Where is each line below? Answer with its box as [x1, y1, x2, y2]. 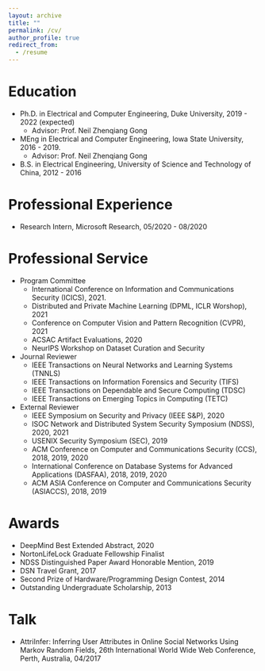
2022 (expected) [19, 117, 75, 127]
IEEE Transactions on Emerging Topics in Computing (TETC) [31, 393, 229, 403]
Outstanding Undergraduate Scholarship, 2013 [19, 582, 172, 592]
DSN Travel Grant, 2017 [19, 566, 97, 575]
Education [8, 82, 77, 101]
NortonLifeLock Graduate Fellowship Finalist [19, 549, 165, 558]
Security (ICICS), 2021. [31, 293, 107, 302]
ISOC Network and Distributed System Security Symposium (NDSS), [31, 419, 255, 428]
